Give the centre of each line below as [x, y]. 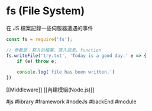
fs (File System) [46, 11]
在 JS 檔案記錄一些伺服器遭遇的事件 [50, 28]
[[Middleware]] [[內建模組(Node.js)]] [50, 90]
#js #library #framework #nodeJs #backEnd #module [72, 102]
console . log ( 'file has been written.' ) [66, 72]
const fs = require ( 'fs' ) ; [39, 39]
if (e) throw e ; [37, 61]
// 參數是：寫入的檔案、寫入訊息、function [54, 50]
